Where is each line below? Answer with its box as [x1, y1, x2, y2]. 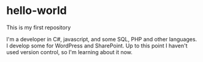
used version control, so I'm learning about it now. [6, 48, 133, 55]
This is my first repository [6, 24, 71, 31]
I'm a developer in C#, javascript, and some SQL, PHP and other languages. [6, 35, 197, 43]
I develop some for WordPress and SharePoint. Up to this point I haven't [6, 42, 188, 49]
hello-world [6, 4, 67, 18]
